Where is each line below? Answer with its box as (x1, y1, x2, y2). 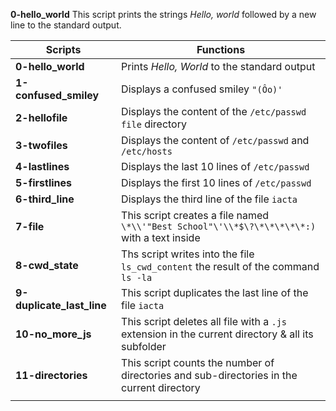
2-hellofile (15, 111, 68, 124)
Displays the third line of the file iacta (121, 192, 298, 206)
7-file (15, 220, 45, 233)
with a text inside (121, 231, 201, 244)
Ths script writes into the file (121, 247, 255, 261)
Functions (196, 43, 246, 56)
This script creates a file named (121, 209, 270, 222)
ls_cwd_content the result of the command (121, 260, 320, 273)
